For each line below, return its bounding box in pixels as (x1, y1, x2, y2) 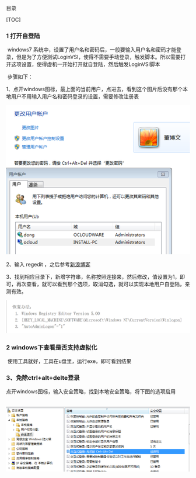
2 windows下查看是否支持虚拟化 (6, 343, 97, 351)
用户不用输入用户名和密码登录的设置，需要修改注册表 (10, 93, 139, 100)
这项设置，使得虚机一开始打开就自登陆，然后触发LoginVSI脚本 (10, 61, 160, 68)
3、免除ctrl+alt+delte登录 (6, 373, 80, 382)
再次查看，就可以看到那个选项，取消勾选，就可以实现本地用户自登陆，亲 (16, 280, 190, 288)
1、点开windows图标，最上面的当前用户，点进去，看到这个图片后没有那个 (6, 86, 183, 93)
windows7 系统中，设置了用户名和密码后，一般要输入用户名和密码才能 (7, 46, 177, 53)
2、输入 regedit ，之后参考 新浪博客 (6, 261, 90, 268)
